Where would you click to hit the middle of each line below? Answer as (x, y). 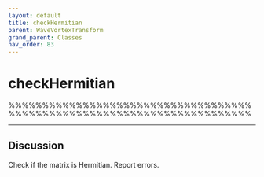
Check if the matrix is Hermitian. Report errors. (84, 164)
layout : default (35, 15)
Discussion (36, 146)
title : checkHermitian (45, 23)
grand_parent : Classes (45, 37)
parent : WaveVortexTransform (56, 30)
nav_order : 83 (31, 45)
